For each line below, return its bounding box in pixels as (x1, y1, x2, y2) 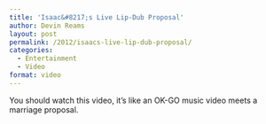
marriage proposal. (9, 104, 79, 115)
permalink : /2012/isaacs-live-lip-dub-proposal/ (9, 37, 192, 47)
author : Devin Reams (9, 21, 86, 30)
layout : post (9, 29, 58, 38)
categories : (9, 46, 53, 55)
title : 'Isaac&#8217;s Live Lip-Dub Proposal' (9, 12, 184, 22)
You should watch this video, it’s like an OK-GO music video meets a (9, 95, 258, 105)
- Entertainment (17, 54, 77, 63)
